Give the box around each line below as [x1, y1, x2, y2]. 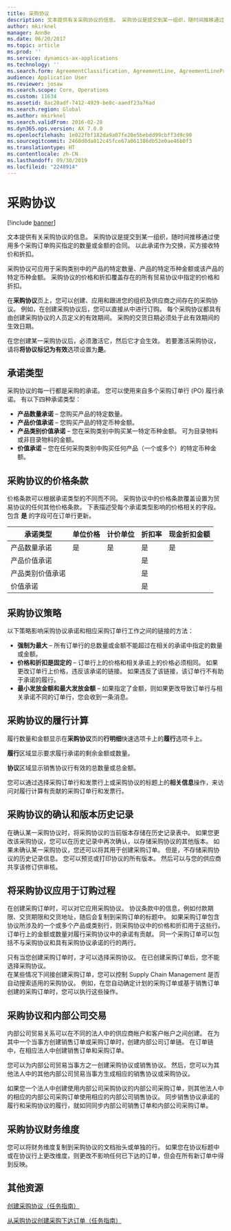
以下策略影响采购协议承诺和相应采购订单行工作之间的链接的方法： [7, 627, 194, 634]
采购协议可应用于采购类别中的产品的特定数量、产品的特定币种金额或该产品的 [7, 264, 224, 272]
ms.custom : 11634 [7, 93, 57, 100]
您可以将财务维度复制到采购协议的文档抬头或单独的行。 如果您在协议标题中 [7, 1143, 220, 1151]
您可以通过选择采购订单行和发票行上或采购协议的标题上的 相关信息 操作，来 [7, 778, 218, 786]
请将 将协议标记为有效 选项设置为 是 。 [7, 345, 110, 353]
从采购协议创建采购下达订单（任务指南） [7, 1216, 122, 1224]
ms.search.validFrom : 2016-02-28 [7, 118, 103, 126]
